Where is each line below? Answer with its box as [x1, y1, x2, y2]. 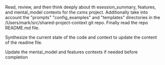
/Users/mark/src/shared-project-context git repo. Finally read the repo [5, 20, 148, 25]
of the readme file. [5, 40, 43, 45]
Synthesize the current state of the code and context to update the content [5, 34, 157, 40]
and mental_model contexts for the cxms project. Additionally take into [5, 9, 148, 15]
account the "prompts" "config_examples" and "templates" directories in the [5, 15, 161, 20]
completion [5, 54, 28, 60]
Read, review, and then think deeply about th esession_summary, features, [5, 4, 156, 10]
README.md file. [5, 25, 40, 31]
